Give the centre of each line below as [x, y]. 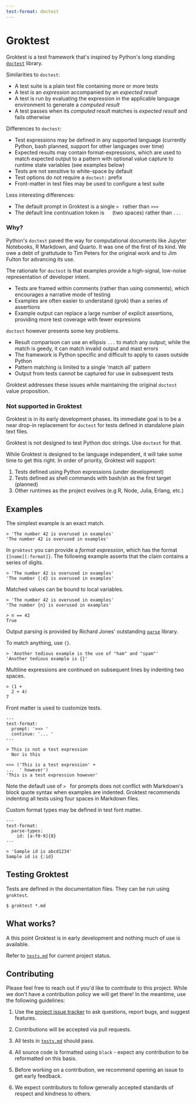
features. [26, 1018]
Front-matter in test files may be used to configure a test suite [89, 183]
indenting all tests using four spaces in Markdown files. [73, 798]
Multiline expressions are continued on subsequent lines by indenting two [95, 670]
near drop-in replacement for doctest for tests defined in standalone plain [95, 425]
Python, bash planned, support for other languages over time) [89, 146]
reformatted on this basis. [46, 1058]
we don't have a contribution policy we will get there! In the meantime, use [96, 994]
